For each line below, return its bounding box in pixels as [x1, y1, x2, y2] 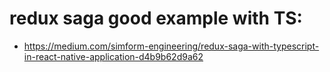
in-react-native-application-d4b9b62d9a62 [23, 50, 204, 62]
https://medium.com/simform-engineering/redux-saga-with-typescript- [23, 40, 320, 52]
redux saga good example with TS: [9, 7, 303, 30]
